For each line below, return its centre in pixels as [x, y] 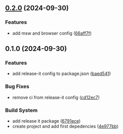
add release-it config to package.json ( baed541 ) [61, 73]
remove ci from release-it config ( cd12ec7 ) [56, 97]
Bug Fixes [17, 86]
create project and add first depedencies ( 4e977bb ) [65, 126]
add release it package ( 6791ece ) [46, 121]
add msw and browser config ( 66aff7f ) [52, 33]
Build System [22, 110]
